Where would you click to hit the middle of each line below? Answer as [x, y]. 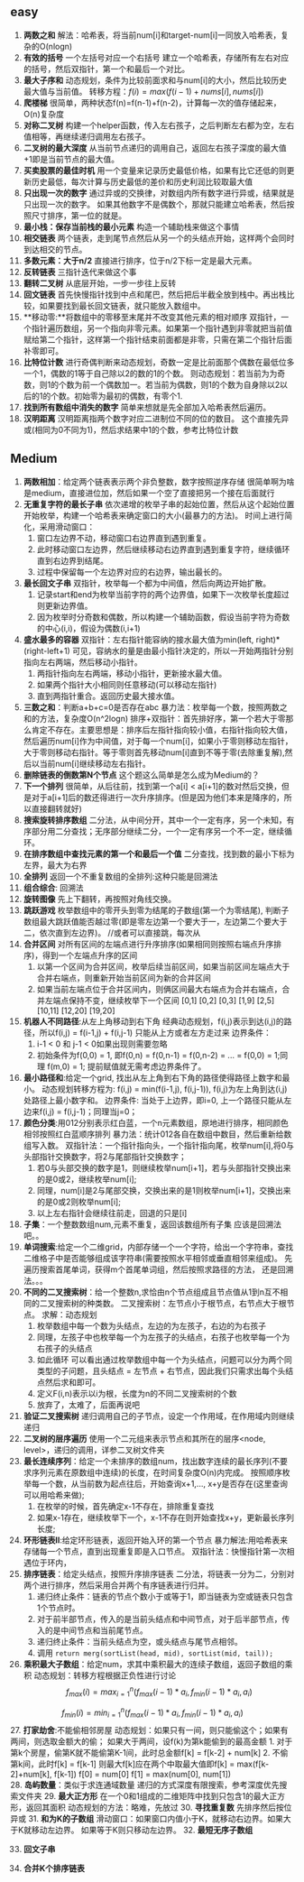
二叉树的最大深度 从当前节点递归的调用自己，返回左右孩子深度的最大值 [155, 148]
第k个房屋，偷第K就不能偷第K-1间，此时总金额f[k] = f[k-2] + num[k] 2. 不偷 [149, 1752]
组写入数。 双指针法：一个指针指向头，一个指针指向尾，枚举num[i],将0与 [159, 1145]
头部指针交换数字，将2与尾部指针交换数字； [105, 1157]
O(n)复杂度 [43, 114]
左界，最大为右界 [55, 865]
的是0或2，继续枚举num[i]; [87, 1179]
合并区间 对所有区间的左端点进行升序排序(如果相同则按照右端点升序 [148, 944]
